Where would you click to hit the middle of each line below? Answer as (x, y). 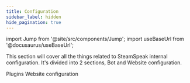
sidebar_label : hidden (34, 17)
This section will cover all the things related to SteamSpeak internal (87, 57)
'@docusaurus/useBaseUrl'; (40, 45)
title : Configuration (32, 11)
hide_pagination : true (34, 22)
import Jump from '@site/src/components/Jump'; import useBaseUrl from (95, 39)
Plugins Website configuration (42, 74)
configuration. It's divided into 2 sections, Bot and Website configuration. (94, 63)
